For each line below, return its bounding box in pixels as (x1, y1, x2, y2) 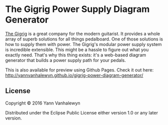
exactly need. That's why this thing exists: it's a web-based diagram (5, 51, 146, 58)
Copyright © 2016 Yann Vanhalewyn (5, 100, 80, 106)
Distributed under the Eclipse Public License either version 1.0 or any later (5, 109, 158, 115)
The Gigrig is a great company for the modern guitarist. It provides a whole (5, 30, 160, 36)
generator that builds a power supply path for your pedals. (5, 57, 126, 63)
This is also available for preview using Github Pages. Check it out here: (5, 66, 154, 73)
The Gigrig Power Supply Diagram (5, 3, 150, 15)
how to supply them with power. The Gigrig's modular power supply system (5, 41, 162, 47)
